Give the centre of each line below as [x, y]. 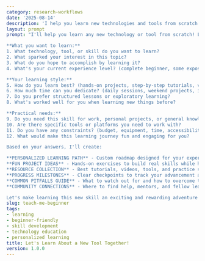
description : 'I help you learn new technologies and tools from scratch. [103, 23]
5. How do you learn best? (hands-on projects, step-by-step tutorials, [101, 85]
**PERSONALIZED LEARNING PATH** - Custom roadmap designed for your [95, 158]
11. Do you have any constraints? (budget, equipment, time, [86, 130]
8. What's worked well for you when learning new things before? [91, 102]
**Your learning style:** [39, 79]
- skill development [33, 226]
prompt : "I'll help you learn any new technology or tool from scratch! [101, 35]
